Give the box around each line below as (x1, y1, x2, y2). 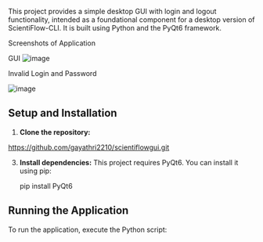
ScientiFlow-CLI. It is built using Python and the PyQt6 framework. (8, 23, 222, 32)
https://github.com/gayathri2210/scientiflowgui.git (8, 143, 170, 152)
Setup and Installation (8, 107, 117, 120)
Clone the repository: (19, 127, 91, 136)
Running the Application (8, 204, 129, 218)
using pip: (19, 166, 52, 175)
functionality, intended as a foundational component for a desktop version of (8, 15, 255, 24)
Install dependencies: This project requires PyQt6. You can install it (19, 157, 239, 167)
